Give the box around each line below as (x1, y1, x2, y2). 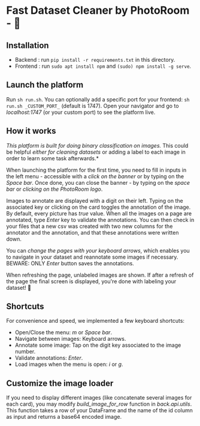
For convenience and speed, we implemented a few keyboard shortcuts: (6, 317, 184, 325)
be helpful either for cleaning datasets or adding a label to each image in (6, 148, 186, 155)
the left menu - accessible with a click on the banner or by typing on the (6, 172, 184, 180)
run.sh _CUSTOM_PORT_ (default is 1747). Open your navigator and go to (6, 102, 179, 109)
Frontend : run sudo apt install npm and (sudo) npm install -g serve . (14, 62, 192, 70)
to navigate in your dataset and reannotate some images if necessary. (6, 253, 178, 260)
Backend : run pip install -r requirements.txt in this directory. (14, 56, 175, 63)
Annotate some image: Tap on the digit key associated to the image (14, 341, 181, 349)
